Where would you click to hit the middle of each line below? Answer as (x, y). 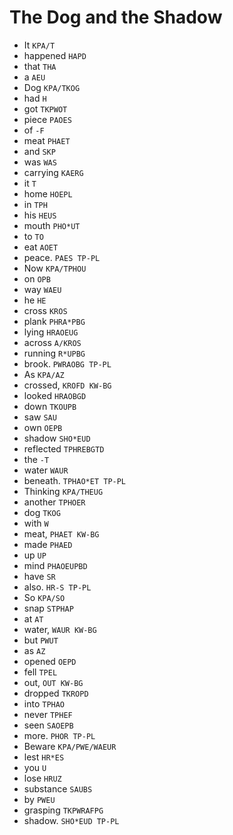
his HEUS (40, 215)
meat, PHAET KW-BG (61, 533)
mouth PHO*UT (52, 225)
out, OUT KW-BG (53, 682)
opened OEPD (50, 661)
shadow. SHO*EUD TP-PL (71, 820)
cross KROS (45, 310)
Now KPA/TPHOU (55, 268)
